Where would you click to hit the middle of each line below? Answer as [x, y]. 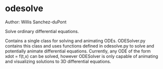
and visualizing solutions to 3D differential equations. [58, 61]
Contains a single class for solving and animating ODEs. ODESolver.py [75, 41]
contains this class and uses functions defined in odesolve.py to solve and [80, 46]
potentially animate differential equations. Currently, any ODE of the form [78, 51]
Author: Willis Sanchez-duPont [36, 22]
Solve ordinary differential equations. [42, 31]
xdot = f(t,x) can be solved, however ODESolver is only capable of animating [81, 56]
